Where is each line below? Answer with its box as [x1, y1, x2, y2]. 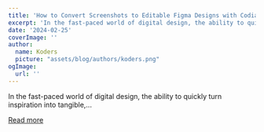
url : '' [15, 70, 41, 78]
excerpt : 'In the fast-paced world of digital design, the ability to [8, 19, 244, 27]
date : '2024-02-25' [8, 26, 72, 34]
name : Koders [15, 48, 58, 56]
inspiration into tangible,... [8, 100, 93, 109]
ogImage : [8, 63, 37, 71]
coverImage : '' [8, 33, 58, 42]
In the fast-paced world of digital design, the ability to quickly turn [8, 91, 222, 101]
